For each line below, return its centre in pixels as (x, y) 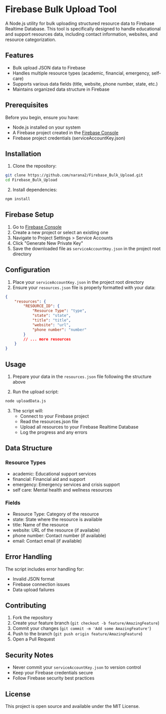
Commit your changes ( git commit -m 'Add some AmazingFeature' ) (82, 628)
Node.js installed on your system (46, 127)
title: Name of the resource (40, 524)
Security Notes (30, 655)
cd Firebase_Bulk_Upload (31, 180)
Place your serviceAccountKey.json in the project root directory (78, 282)
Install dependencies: (35, 190)
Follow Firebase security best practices (53, 678)
